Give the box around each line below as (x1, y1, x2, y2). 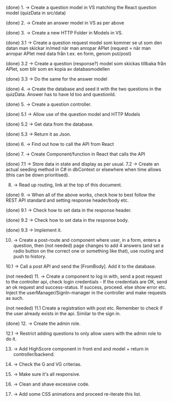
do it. (6, 336, 17, 342)
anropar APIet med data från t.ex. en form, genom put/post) (6, 51, 132, 56)
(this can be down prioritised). (6, 172, 70, 178)
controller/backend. (13, 351, 55, 357)
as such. (6, 295, 24, 301)
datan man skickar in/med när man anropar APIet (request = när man (6, 45, 151, 51)
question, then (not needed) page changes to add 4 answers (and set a (13, 242, 164, 248)
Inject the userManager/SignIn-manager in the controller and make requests (6, 290, 166, 296)
